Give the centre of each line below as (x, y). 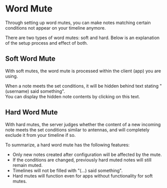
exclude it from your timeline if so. (40, 135)
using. (12, 76)
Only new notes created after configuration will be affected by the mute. (87, 154)
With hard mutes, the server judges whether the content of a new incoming (83, 124)
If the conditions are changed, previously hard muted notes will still (82, 160)
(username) (17, 91)
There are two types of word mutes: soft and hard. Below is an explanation (82, 38)
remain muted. (27, 165)
